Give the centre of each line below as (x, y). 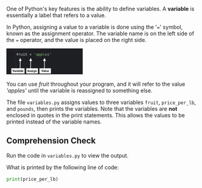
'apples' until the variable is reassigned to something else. (79, 90)
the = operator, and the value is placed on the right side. (77, 40)
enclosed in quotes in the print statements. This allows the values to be (96, 115)
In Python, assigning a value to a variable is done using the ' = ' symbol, (95, 27)
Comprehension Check (51, 141)
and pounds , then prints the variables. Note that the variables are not (92, 108)
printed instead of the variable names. (54, 122)
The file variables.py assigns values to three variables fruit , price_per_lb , (101, 102)
